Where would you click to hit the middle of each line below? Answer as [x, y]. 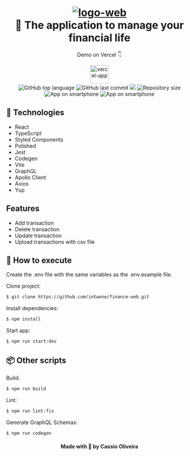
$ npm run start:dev [32, 342]
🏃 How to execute [39, 260]
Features [23, 208]
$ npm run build [26, 388]
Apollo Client [30, 177]
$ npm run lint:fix [30, 411]
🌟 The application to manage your [99, 25]
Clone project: [23, 286]
